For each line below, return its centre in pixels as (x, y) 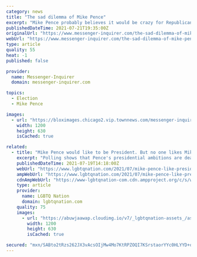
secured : (17, 245)
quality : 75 (31, 207)
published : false (27, 61)
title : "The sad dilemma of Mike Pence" (56, 17)
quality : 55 (21, 50)
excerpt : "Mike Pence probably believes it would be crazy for (85, 22)
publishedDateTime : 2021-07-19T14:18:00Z (68, 163)
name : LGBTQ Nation (45, 196)
